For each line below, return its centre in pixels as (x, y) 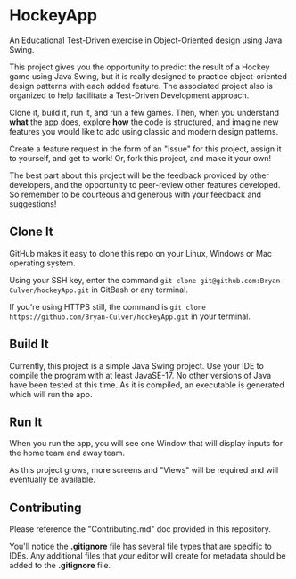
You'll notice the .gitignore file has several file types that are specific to (140, 546)
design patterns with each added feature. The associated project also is (141, 86)
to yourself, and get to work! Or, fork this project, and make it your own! (140, 158)
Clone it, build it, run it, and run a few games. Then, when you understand (144, 112)
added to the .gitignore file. (60, 566)
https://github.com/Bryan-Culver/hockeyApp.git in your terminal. (130, 316)
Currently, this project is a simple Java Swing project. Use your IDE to (137, 365)
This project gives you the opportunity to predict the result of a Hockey (140, 67)
